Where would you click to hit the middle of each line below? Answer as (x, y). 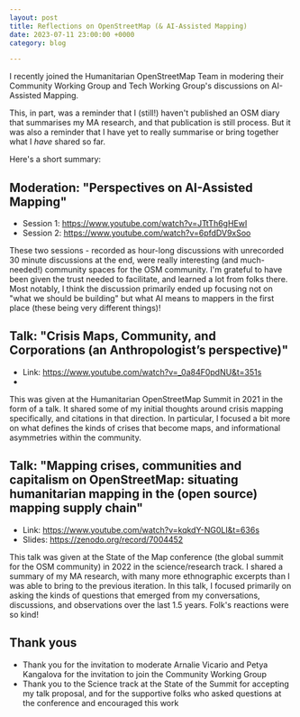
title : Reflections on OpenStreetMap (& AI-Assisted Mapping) (128, 26)
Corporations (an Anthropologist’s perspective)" (149, 350)
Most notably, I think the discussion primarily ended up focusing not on (141, 289)
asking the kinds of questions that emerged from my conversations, (135, 595)
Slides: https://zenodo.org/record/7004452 (103, 539)
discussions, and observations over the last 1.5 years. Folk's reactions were (149, 604)
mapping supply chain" (77, 508)
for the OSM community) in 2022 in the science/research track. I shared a (146, 566)
